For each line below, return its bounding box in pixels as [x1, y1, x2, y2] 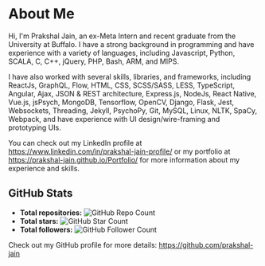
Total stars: [19, 216, 59, 225]
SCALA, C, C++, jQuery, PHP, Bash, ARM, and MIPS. [8, 57, 179, 66]
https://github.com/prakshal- [158, 240, 254, 249]
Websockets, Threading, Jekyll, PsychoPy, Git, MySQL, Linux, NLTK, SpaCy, [8, 105, 258, 115]
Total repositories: [19, 208, 82, 217]
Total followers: [19, 225, 73, 234]
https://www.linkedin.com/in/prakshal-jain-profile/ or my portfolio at [8, 147, 231, 156]
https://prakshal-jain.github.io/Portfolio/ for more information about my [8, 155, 240, 164]
